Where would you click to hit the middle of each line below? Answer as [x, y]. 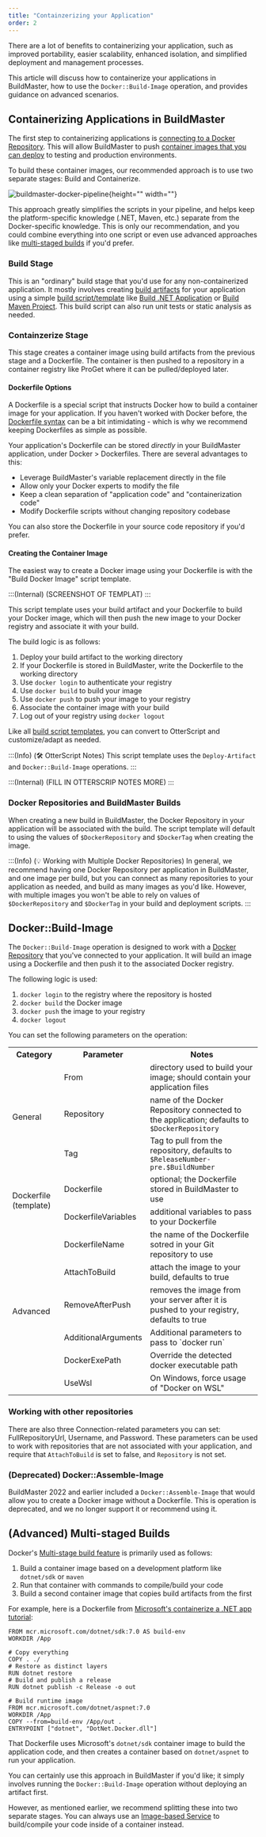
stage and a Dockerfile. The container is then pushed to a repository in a [126, 360]
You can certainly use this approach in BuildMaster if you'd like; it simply [127, 1775]
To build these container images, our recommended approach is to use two [131, 170]
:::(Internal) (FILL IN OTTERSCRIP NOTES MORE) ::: [91, 782]
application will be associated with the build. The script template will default [132, 829]
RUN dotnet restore [40, 1673]
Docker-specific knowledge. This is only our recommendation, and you [124, 226]
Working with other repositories [71, 1412]
